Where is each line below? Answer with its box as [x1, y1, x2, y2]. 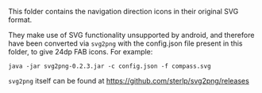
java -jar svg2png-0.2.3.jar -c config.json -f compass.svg [8, 62, 212, 70]
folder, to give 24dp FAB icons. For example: [8, 47, 153, 56]
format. [8, 15, 33, 24]
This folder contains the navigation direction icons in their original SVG [8, 7, 239, 16]
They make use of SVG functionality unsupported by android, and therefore [8, 31, 255, 39]
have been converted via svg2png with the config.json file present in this [8, 39, 243, 48]
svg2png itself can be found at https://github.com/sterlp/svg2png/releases [8, 76, 250, 85]
